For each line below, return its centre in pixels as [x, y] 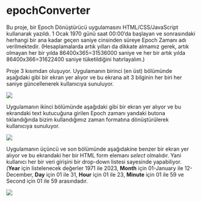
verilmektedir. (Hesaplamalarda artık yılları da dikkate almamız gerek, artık [98, 46]
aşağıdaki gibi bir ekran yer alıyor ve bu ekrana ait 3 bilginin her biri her [94, 77]
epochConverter [48, 11]
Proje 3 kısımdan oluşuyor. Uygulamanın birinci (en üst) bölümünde [89, 71]
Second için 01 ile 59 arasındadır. [47, 181]
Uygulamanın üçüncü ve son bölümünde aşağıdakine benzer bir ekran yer [98, 149]
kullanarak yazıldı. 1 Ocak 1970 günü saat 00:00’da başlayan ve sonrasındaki [101, 33]
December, [20, 174]
